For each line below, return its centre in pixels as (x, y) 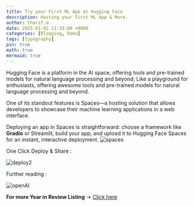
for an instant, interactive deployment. (52, 139)
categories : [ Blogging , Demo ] (43, 34)
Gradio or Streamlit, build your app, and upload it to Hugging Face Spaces (96, 133)
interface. (18, 115)
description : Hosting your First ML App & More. (67, 17)
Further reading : (27, 174)
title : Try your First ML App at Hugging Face (64, 12)
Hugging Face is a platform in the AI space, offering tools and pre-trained (95, 72)
